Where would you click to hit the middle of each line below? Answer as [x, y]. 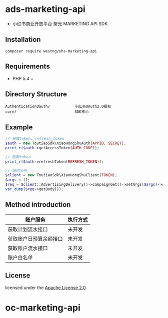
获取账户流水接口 [28, 248]
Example [19, 127]
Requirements [27, 67]
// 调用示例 [16, 171]
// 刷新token [18, 157]
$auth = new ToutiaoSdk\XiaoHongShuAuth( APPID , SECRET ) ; [66, 143]
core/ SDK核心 [47, 112]
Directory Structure [36, 94]
